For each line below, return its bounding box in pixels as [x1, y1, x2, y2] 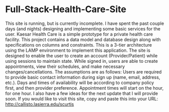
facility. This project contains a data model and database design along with [5, 36, 161, 43]
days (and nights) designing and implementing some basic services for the [5, 25, 160, 31]
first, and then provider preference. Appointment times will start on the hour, [5, 85, 164, 91]
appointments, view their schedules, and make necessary [5, 63, 125, 69]
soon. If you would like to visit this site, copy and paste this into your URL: [5, 95, 158, 102]
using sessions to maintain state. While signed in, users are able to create [5, 58, 158, 64]
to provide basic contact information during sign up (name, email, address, [5, 74, 160, 80]
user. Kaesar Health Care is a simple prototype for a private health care [5, 31, 153, 37]
